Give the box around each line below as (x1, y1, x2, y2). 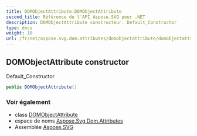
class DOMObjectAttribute (14, 111, 78, 118)
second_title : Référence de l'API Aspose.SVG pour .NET (6, 14, 145, 20)
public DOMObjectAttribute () (6, 84, 77, 90)
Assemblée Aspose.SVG (14, 123, 74, 130)
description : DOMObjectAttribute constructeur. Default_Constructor (6, 19, 177, 25)
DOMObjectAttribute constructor (6, 57, 130, 67)
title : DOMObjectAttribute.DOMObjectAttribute (6, 8, 122, 15)
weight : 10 (6, 30, 33, 36)
